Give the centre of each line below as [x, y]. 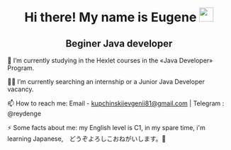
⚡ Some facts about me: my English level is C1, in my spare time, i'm [106, 128]
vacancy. [21, 89]
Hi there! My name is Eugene [111, 17]
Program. [21, 68]
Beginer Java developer [119, 44]
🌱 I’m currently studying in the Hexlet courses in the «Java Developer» [110, 60]
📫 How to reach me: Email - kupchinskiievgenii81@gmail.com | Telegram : [116, 103]
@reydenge [24, 114]
